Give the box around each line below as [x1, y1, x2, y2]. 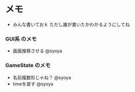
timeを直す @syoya [12, 81, 53, 87]
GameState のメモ [5, 62, 51, 69]
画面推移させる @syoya [12, 48, 63, 54]
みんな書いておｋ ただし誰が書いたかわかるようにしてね [12, 21, 130, 27]
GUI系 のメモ [5, 35, 37, 42]
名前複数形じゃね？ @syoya [12, 74, 71, 80]
